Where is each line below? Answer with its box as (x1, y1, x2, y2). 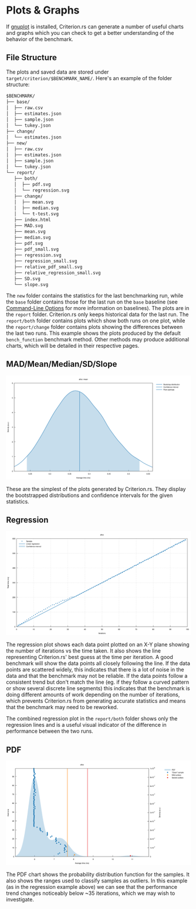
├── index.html (13, 216, 51, 223)
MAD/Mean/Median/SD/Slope (6, 359, 117, 369)
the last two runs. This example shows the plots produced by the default (6, 330, 181, 337)
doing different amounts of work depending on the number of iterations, (6, 691, 180, 699)
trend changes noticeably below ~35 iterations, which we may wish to (6, 890, 175, 897)
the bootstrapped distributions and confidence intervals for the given (6, 492, 173, 499)
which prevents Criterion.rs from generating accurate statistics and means (6, 697, 186, 704)
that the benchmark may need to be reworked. (6, 704, 119, 711)
